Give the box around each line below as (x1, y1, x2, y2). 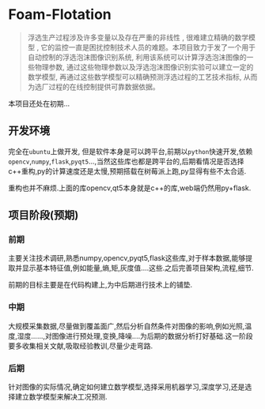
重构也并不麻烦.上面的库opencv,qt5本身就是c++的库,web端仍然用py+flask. (8, 183, 252, 193)
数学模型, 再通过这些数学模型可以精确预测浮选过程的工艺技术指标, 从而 (27, 72, 258, 81)
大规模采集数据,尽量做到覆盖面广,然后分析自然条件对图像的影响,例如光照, (8, 321, 245, 331)
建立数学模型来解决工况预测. (14, 392, 108, 402)
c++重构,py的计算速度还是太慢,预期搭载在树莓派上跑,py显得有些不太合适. (8, 166, 247, 175)
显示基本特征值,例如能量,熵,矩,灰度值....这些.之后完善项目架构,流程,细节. (21, 263, 255, 273)
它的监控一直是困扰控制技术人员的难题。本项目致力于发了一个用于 (40, 42, 256, 52)
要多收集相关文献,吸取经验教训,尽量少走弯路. (8, 341, 153, 351)
